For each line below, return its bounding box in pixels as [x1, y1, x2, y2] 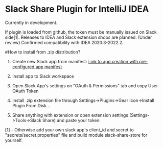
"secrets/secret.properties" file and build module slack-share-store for [5, 132, 148, 138]
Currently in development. [5, 20, 58, 25]
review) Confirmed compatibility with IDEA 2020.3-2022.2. [5, 39, 124, 45]
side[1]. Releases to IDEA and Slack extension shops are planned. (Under [5, 34, 152, 40]
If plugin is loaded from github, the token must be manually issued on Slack [5, 29, 157, 35]
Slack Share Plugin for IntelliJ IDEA [5, 3, 149, 15]
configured [12, 64, 35, 70]
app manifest [35, 64, 62, 70]
